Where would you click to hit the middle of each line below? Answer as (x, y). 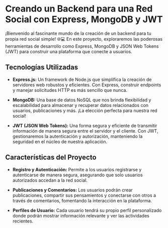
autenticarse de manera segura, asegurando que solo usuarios (77, 175)
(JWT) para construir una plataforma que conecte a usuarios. (69, 51)
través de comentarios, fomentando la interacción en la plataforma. (82, 200)
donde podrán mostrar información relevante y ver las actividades (81, 215)
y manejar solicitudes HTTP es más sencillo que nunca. (70, 90)
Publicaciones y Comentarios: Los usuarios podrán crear (73, 190)
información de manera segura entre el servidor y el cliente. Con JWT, (85, 131)
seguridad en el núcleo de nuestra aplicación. (60, 142)
